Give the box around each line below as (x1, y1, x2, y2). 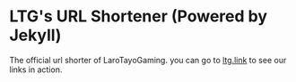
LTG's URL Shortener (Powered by (9, 6, 267, 27)
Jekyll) (9, 25, 62, 45)
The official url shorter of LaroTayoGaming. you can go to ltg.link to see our (9, 54, 287, 65)
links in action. (9, 64, 63, 75)
